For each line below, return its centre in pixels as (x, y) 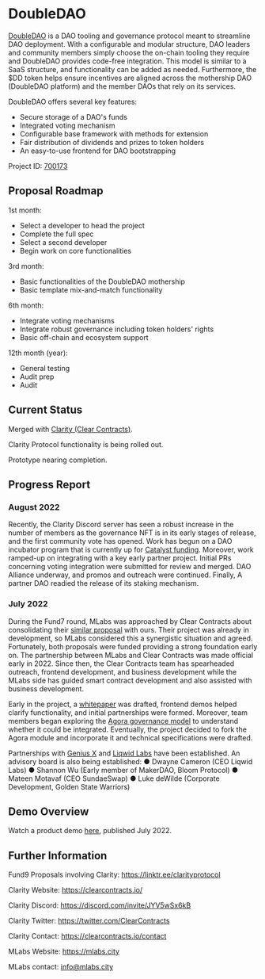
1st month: (25, 210)
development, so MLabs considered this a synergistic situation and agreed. (131, 638)
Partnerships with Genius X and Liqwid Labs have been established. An (124, 753)
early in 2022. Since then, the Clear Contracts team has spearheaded (121, 664)
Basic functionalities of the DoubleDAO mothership (102, 281)
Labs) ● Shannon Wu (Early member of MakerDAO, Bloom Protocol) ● (123, 770)
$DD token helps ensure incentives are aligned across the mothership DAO (130, 78)
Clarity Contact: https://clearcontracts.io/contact (87, 936)
